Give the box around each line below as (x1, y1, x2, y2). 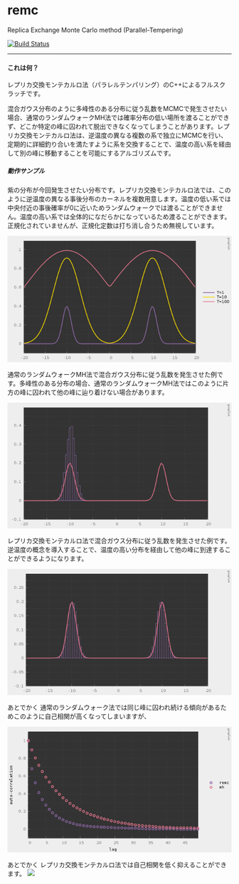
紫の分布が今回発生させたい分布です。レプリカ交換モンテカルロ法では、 (7, 186, 219, 194)
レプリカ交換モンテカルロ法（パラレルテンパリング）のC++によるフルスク (7, 80, 226, 89)
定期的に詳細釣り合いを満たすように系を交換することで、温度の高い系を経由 (7, 140, 232, 149)
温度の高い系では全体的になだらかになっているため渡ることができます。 (19, 213, 231, 221)
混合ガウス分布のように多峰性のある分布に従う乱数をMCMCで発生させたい (7, 105, 228, 113)
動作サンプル (7, 166, 45, 175)
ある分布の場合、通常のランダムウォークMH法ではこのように (43, 379, 223, 388)
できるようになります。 (19, 554, 88, 563)
